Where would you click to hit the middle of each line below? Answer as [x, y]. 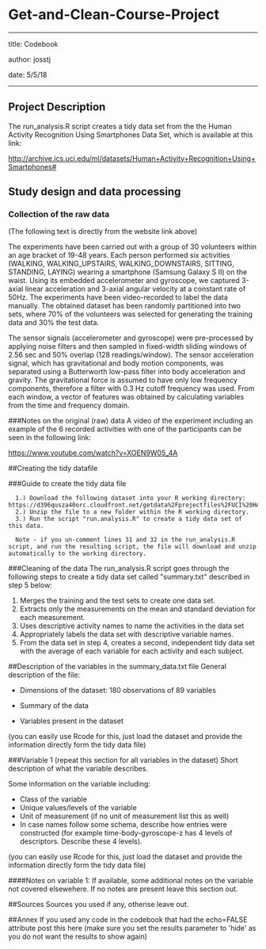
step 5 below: [30, 585]
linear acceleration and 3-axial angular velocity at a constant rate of [135, 289]
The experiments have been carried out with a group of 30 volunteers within [133, 247]
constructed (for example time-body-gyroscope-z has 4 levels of [126, 833]
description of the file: [44, 675]
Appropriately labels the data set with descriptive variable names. [126, 634]
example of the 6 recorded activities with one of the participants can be [125, 429]
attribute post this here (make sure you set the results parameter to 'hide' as [132, 928]
